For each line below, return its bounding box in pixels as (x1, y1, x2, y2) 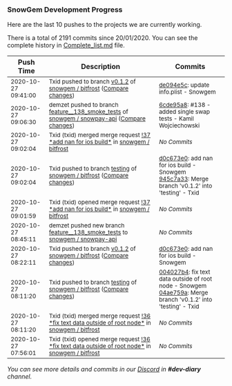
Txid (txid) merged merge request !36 (48, 312, 151, 320)
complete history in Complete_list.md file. (7, 41, 126, 50)
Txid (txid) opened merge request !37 (48, 199, 151, 206)
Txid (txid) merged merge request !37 (48, 131, 151, 139)
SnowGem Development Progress (7, 5, 123, 14)
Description (81, 62, 121, 72)
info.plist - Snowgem (158, 88, 216, 96)
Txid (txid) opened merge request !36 (48, 336, 151, 343)
